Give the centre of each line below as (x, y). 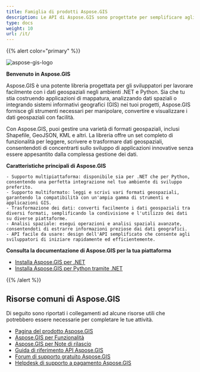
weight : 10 (20, 28)
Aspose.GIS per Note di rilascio (53, 343)
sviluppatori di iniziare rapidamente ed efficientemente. (81, 239)
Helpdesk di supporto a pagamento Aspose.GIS (73, 362)
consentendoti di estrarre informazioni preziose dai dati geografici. (97, 229)
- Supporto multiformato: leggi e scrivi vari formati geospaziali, (93, 193)
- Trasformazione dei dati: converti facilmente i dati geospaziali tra (98, 208)
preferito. (20, 187)
